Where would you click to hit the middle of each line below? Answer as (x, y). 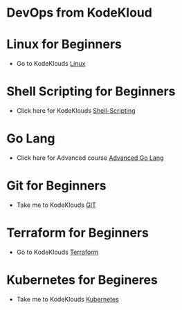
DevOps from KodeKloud (80, 13)
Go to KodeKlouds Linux (51, 64)
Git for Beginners (56, 186)
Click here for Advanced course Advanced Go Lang (90, 158)
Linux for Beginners (64, 45)
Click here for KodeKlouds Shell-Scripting (76, 111)
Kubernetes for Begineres (82, 280)
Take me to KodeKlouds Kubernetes (67, 299)
